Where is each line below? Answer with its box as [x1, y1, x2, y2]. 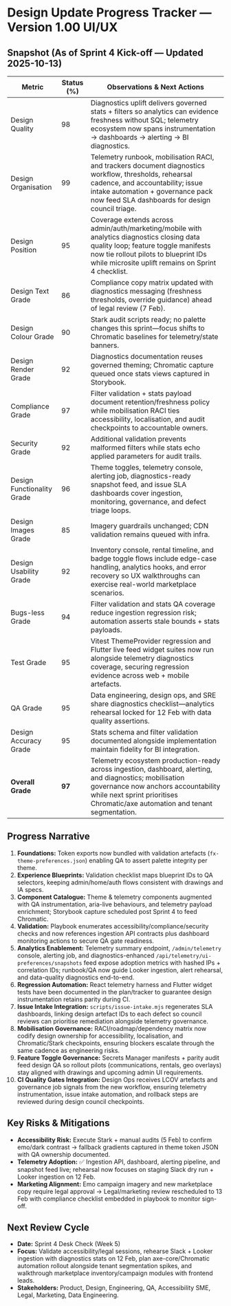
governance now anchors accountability [90, 782, 221, 791]
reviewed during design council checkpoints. [16, 1097, 144, 1105]
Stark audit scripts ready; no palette [90, 315, 206, 324]
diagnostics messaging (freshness [90, 287, 202, 296]
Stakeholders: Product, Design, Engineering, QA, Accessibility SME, [16, 1284, 211, 1292]
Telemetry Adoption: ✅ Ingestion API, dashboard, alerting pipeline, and [16, 1157, 221, 1166]
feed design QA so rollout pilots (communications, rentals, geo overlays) [16, 1060, 222, 1069]
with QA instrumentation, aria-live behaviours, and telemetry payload [16, 900, 212, 908]
